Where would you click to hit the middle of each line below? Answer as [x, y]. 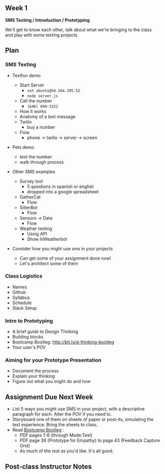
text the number [36, 157]
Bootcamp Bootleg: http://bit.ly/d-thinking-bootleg [63, 342]
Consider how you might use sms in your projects [63, 248]
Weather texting [36, 228]
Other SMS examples [34, 171]
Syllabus [21, 297]
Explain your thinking [33, 376]
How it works [33, 111]
